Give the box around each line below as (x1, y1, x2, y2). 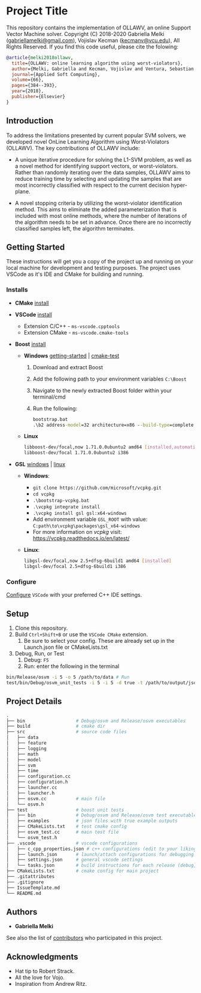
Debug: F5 (23, 657, 49, 664)
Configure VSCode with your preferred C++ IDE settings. (6, 591, 142, 599)
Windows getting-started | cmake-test (23, 352, 120, 359)
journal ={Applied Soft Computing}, (11, 71, 100, 77)
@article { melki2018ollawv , (6, 54, 74, 60)
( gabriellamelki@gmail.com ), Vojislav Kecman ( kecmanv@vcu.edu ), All (6, 37, 180, 44)
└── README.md (6, 890, 42, 896)
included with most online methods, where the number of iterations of (14, 212, 187, 219)
